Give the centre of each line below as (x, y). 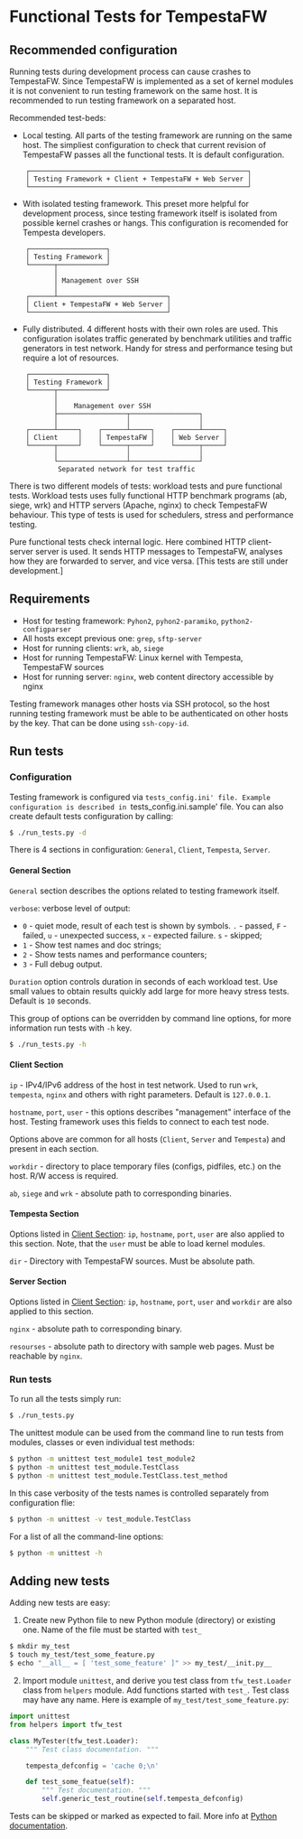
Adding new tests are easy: (60, 1603)
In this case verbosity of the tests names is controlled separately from (139, 1493)
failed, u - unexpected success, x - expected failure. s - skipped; (142, 935)
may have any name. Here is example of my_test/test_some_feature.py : (156, 1700)
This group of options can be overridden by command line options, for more (150, 1018)
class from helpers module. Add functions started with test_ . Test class (156, 1690)
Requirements (50, 599)
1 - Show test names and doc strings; (92, 945)
